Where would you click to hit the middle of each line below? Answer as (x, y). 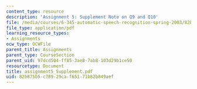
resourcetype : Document (35, 66)
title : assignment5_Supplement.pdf (50, 71)
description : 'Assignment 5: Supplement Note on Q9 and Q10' (82, 17)
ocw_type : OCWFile (28, 44)
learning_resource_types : (38, 33)
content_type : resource (35, 11)
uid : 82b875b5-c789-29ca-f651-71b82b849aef (60, 77)
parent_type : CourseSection (40, 55)
